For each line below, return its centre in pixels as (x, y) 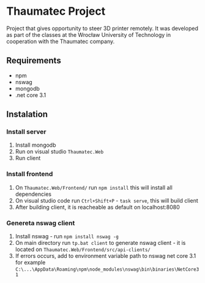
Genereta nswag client (41, 223)
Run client (28, 158)
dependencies (33, 194)
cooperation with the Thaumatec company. (61, 41)
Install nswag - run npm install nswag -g (67, 236)
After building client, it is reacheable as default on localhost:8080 (98, 207)
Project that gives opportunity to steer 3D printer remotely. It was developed (102, 28)
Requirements (34, 60)
